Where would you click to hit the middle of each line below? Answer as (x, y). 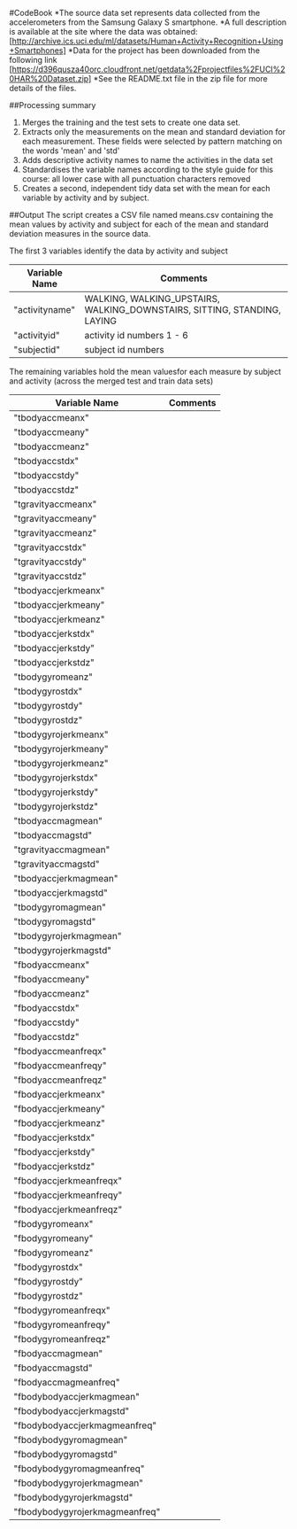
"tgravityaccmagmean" (62, 850)
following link (33, 60)
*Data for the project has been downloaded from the (164, 50)
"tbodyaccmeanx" (52, 418)
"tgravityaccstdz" (50, 576)
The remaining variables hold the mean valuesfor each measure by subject (145, 372)
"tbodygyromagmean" (60, 907)
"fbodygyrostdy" (49, 1281)
